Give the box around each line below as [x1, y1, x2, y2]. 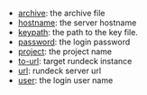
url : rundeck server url [17, 65, 102, 76]
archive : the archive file [17, 8, 106, 18]
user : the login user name [17, 75, 114, 85]
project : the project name [17, 46, 113, 57]
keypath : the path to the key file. [17, 27, 138, 37]
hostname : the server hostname [17, 17, 137, 28]
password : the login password [17, 36, 131, 47]
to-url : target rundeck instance [17, 56, 133, 66]
